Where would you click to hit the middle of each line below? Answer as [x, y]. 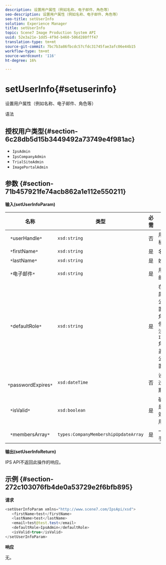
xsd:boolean [71, 410]
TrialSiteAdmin [28, 162]
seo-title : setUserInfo [30, 19]
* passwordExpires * [30, 385]
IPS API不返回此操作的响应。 [34, 462]
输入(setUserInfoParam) [30, 204]
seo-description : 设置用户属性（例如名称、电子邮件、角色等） [62, 14]
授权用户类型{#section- [41, 131]
